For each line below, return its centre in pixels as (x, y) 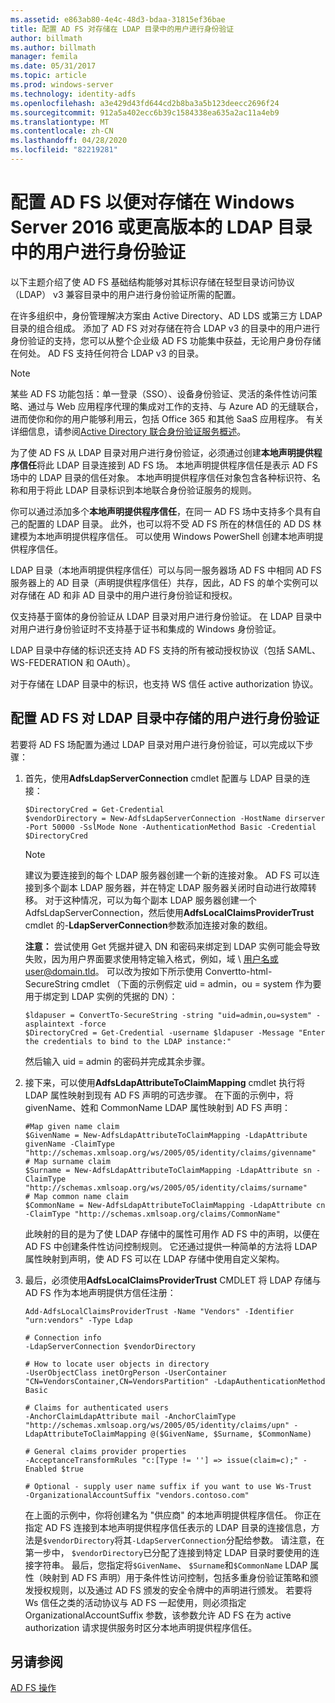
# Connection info (63, 1337)
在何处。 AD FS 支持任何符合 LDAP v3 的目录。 (107, 353)
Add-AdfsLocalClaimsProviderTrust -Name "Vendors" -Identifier (159, 1311)
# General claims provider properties (105, 1451)
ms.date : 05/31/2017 (53, 66)
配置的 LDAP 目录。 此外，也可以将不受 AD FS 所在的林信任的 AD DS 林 (174, 523)
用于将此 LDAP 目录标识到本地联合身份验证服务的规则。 (142, 490)
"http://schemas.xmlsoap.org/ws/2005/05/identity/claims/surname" (166, 1187)
